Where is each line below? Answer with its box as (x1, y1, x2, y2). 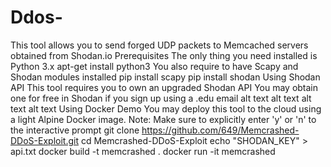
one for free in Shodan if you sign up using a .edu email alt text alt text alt (10, 92, 312, 104)
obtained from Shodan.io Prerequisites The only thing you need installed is (10, 49, 318, 61)
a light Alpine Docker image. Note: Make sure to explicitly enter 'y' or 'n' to (10, 113, 317, 125)
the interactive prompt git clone (10, 124, 140, 136)
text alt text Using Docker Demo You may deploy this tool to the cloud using (10, 102, 322, 115)
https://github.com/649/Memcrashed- (141, 124, 300, 136)
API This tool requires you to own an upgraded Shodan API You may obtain (10, 81, 319, 93)
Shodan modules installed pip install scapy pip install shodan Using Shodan (10, 71, 321, 83)
